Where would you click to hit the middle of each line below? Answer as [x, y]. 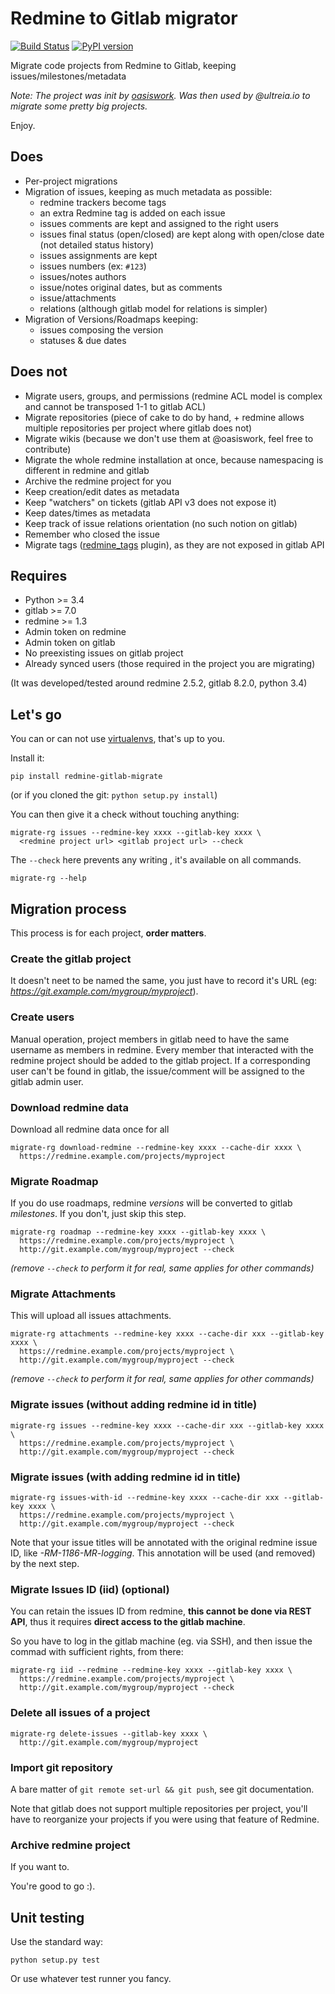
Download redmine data [69, 1107]
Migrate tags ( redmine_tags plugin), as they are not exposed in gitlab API [174, 544]
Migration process [68, 908]
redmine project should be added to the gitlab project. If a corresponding [160, 1060]
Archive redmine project [70, 1845]
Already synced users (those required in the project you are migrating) [170, 664]
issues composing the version [101, 329]
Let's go [36, 714]
